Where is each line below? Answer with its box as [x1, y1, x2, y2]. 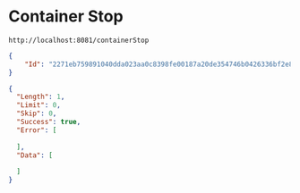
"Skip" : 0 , [16, 109, 57, 118]
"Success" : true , [16, 118, 81, 127]
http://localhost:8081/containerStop [8, 36, 150, 45]
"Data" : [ [16, 150, 53, 160]
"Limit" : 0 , [16, 101, 62, 110]
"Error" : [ [16, 125, 57, 135]
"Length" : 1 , [16, 92, 65, 102]
